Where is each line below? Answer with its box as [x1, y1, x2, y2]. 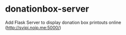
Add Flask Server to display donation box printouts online [5, 19, 122, 25]
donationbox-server [5, 3, 90, 15]
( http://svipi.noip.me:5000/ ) [5, 24, 62, 30]
